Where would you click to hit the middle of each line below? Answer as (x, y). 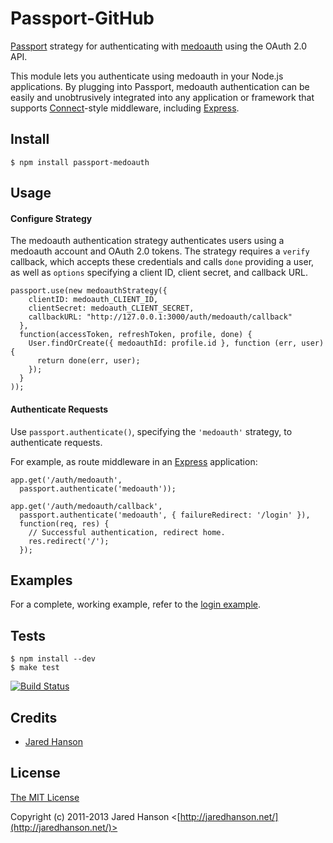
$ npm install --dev (53, 659)
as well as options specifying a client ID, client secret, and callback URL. (159, 273)
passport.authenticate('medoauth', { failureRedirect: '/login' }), (165, 515)
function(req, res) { (64, 523)
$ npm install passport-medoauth (80, 162)
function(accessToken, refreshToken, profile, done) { (136, 335)
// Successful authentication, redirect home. (127, 532)
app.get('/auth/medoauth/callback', (86, 506)
